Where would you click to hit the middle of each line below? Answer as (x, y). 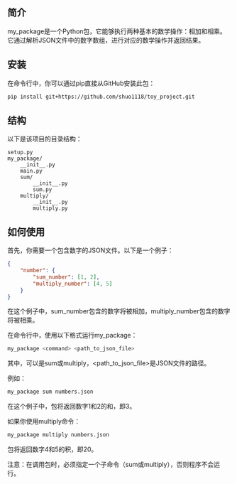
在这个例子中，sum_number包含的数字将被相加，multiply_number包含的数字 (119, 311)
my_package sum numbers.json (50, 392)
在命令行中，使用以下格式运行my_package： (72, 335)
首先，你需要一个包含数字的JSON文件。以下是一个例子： (90, 250)
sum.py (43, 190)
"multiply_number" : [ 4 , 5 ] (73, 284)
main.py (31, 171)
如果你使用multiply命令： (44, 421)
